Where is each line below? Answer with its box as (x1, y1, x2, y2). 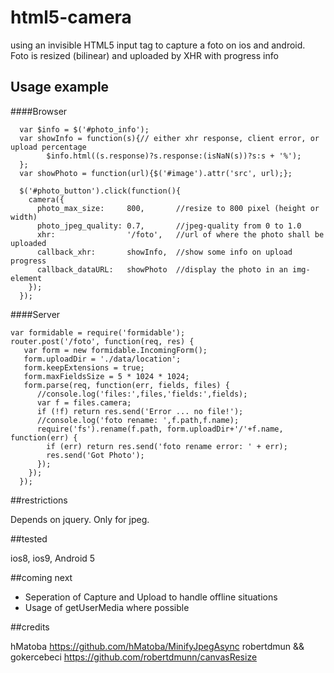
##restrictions (10, 494, 68, 506)
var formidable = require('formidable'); (10, 327, 186, 338)
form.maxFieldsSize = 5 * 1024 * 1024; (23, 371, 190, 381)
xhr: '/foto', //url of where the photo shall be (36, 229, 325, 240)
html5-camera (10, 6, 132, 29)
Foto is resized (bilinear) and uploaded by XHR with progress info (10, 49, 279, 61)
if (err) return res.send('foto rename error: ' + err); (46, 441, 288, 451)
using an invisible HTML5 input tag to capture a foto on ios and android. (10, 39, 306, 51)
